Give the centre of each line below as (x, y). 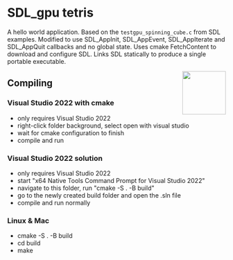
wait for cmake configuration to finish (71, 132)
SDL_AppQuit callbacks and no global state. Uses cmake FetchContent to (112, 46)
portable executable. (37, 61)
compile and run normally (54, 202)
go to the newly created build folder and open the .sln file (99, 195)
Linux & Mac (28, 220)
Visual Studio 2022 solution (55, 158)
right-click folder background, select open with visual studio (103, 125)
